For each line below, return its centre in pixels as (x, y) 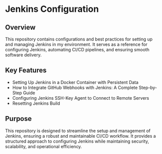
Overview (20, 27)
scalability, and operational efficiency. (44, 146)
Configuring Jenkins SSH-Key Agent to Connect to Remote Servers (81, 98)
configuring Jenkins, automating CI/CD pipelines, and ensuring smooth (77, 50)
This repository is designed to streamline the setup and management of (78, 131)
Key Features (26, 70)
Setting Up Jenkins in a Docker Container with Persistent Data (75, 82)
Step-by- (148, 87)
